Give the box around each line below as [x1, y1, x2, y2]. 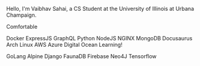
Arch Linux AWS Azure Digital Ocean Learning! [6, 41, 123, 48]
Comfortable [6, 23, 38, 30]
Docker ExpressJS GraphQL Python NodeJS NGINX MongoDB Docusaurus [6, 35, 193, 41]
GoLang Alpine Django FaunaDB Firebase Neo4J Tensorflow [6, 53, 157, 59]
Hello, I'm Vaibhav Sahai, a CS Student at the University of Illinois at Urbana [6, 5, 195, 12]
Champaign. [6, 11, 37, 19]
